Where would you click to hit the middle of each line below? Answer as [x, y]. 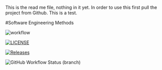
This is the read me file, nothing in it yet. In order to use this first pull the [81, 7]
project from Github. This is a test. [41, 13]
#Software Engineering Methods [40, 23]
